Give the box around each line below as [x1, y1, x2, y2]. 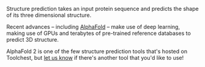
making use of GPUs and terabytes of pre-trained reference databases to [6, 30, 191, 37]
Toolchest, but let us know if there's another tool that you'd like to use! [6, 54, 184, 61]
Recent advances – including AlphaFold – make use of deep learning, [6, 24, 181, 30]
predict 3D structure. [6, 36, 59, 43]
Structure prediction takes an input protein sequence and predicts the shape [6, 5, 199, 12]
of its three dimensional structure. [6, 11, 92, 19]
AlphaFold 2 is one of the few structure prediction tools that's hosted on [6, 48, 188, 55]
